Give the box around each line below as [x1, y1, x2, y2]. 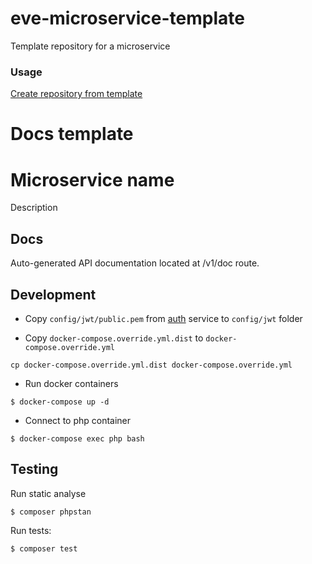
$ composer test [10, 543, 78, 554]
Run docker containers [24, 377, 119, 389]
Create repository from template [10, 88, 143, 100]
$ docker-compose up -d [10, 397, 110, 407]
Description [10, 202, 58, 214]
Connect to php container [24, 414, 132, 426]
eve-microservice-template [10, 7, 245, 30]
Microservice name [10, 168, 175, 191]
